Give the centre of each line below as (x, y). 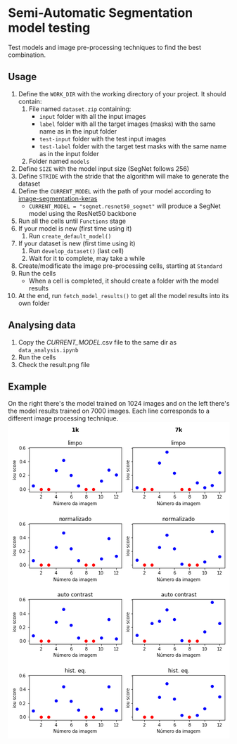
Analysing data (42, 325)
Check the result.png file (54, 364)
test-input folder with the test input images (103, 139)
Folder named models (59, 161)
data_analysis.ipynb (48, 350)
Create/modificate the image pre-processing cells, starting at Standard (120, 266)
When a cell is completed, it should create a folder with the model (123, 281)
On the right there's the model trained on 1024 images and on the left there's (119, 404)
